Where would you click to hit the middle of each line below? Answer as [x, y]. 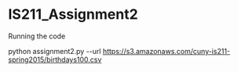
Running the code [37, 36]
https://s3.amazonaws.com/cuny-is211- [166, 51]
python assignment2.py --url [55, 51]
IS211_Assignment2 [73, 14]
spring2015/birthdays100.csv [55, 59]
